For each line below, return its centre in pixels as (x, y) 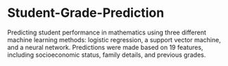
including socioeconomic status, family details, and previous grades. (107, 55)
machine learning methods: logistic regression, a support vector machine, (114, 39)
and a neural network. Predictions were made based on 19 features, (105, 47)
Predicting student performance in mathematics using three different (107, 32)
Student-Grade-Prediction (86, 13)
